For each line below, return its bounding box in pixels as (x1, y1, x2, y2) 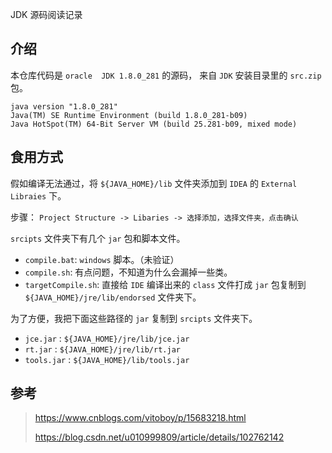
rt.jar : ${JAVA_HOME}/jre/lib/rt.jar (24, 343, 181, 355)
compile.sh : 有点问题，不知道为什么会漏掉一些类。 (24, 266, 233, 278)
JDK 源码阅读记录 (10, 9, 83, 20)
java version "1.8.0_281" (10, 101, 118, 112)
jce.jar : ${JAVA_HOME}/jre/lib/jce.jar (24, 332, 190, 344)
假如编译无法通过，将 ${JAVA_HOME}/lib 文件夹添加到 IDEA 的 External (10, 177, 298, 189)
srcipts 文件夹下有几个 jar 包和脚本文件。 (10, 232, 186, 244)
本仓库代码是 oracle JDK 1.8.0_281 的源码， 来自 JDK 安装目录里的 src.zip (10, 69, 322, 81)
